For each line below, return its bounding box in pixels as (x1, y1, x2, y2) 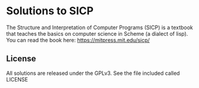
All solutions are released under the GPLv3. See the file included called (6, 70, 180, 77)
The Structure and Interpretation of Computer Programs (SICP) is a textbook (6, 24, 194, 31)
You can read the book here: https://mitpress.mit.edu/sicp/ (6, 36, 150, 43)
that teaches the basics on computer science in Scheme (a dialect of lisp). (6, 30, 188, 37)
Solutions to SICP (6, 4, 94, 18)
